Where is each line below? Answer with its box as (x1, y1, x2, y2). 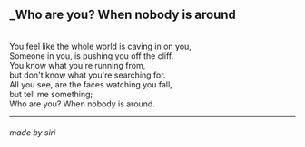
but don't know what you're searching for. (9, 69, 166, 80)
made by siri (9, 127, 56, 138)
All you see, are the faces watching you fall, (9, 78, 172, 89)
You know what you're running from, (9, 60, 146, 70)
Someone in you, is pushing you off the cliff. (9, 50, 174, 61)
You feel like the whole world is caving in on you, (9, 41, 192, 51)
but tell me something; (9, 88, 93, 99)
